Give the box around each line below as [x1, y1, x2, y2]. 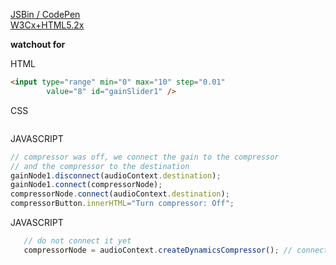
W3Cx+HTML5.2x [10, 19, 85, 31]
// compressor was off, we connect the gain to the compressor [10, 152, 280, 162]
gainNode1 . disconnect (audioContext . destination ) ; [10, 170, 222, 181]
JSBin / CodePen [10, 9, 81, 20]
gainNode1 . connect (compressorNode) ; [10, 180, 163, 190]
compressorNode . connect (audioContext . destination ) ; [10, 189, 230, 199]
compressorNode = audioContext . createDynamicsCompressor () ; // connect [23, 245, 329, 255]
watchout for [10, 39, 66, 50]
